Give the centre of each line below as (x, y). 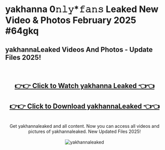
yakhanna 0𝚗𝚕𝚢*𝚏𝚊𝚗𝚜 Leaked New (82, 9)
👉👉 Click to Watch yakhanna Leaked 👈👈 (85, 86)
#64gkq (22, 31)
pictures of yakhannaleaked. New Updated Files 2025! (85, 131)
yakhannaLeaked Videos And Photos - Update (79, 50)
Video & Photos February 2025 (71, 20)
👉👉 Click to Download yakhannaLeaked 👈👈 (85, 106)
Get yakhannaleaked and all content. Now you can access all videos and (85, 126)
